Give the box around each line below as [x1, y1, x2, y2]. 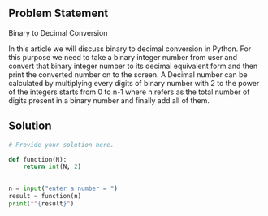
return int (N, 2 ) [23, 162, 82, 171]
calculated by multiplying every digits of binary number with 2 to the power [8, 78, 260, 88]
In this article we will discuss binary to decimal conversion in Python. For [8, 44, 252, 54]
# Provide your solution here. [8, 140, 115, 149]
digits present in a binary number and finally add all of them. [8, 95, 210, 105]
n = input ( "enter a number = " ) [8, 184, 118, 193]
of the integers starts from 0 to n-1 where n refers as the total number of [8, 87, 250, 97]
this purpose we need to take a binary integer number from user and [8, 52, 238, 62]
